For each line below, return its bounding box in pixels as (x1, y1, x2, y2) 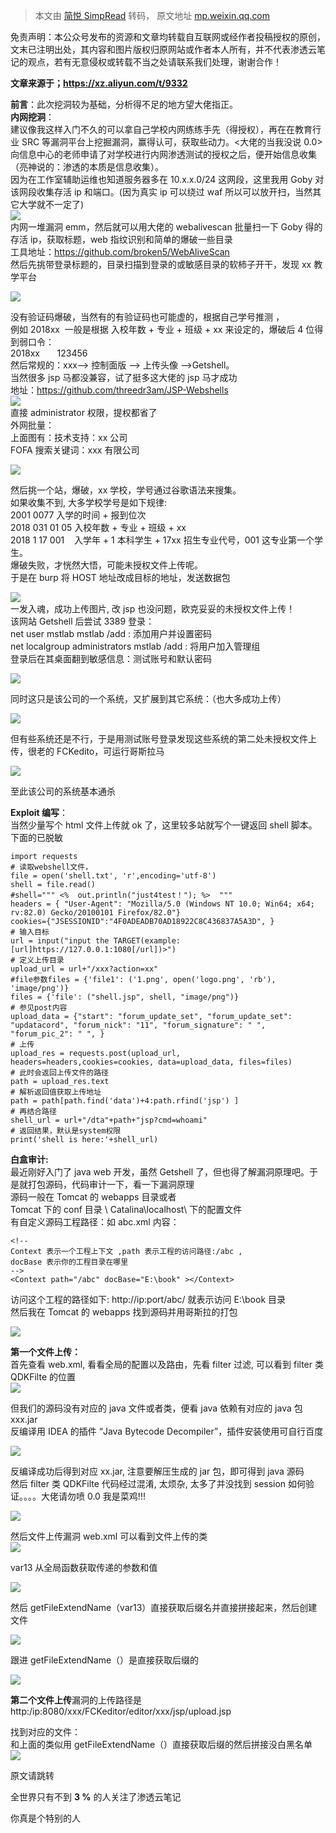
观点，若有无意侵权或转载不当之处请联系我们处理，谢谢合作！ (27, 56, 282, 68)
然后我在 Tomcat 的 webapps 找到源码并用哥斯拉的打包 (10, 1306, 238, 1318)
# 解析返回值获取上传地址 (10, 1087, 102, 1097)
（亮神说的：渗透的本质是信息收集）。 (10, 161, 164, 173)
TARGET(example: (113, 936, 182, 946)
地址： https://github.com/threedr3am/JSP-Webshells (10, 384, 229, 396)
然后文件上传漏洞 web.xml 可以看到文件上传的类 (10, 1530, 208, 1542)
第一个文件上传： (10, 1346, 81, 1358)
